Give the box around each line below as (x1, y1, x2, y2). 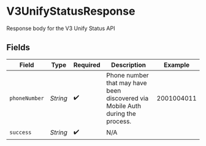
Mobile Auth (106, 101, 142, 110)
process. (106, 117, 132, 125)
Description (111, 60, 146, 69)
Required (73, 60, 101, 69)
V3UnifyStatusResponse (6, 4, 135, 18)
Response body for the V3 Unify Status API (6, 25, 115, 32)
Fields (6, 42, 31, 53)
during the (106, 109, 136, 118)
